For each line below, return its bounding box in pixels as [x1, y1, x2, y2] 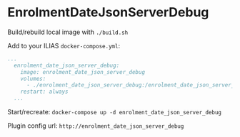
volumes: [20, 75, 46, 82]
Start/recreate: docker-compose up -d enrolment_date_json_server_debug [7, 108, 222, 116]
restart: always [20, 88, 69, 96]
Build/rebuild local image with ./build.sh [7, 28, 129, 36]
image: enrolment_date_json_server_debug [20, 68, 145, 75]
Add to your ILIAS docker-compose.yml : [7, 41, 120, 50]
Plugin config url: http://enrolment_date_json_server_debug [7, 121, 184, 130]
